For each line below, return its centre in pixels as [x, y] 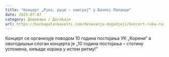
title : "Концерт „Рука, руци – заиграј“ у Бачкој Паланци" [68, 10]
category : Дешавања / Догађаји [38, 19]
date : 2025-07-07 [23, 15]
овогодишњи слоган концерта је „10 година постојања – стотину [74, 44]
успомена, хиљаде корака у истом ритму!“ [52, 49]
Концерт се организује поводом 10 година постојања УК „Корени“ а [78, 38]
